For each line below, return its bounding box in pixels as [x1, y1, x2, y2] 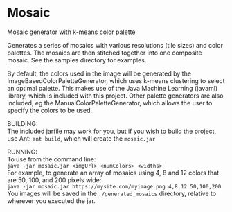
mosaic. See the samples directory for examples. [7, 55, 147, 64]
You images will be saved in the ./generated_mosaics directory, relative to [7, 189, 217, 197]
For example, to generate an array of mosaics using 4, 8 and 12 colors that [7, 168, 220, 177]
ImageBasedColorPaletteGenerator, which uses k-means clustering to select [7, 76, 225, 85]
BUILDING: [7, 119, 38, 127]
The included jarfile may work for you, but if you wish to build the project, [7, 127, 217, 135]
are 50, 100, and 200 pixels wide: [7, 175, 102, 184]
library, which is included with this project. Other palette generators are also [7, 91, 224, 100]
